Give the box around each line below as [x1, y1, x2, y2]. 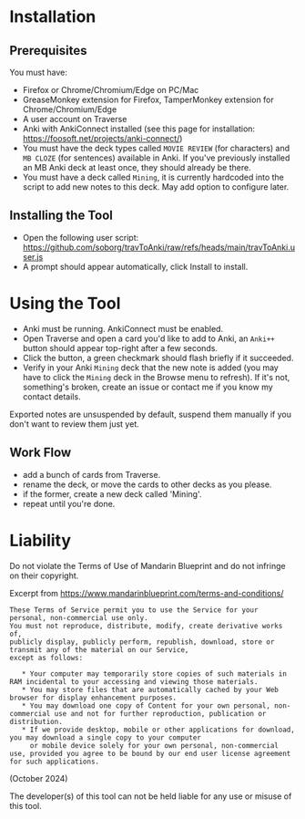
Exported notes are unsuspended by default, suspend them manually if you [9, 409, 291, 420]
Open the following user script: [22, 232, 139, 243]
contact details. [22, 390, 81, 402]
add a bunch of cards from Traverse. [22, 469, 161, 480]
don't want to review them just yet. [9, 418, 139, 430]
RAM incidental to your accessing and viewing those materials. [9, 677, 259, 686]
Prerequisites [9, 43, 87, 58]
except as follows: [9, 653, 84, 662]
